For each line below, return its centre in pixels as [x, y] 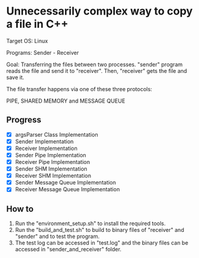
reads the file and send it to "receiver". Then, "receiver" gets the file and [97, 70]
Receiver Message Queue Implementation [67, 189]
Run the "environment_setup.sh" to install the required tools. [90, 223]
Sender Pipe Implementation [51, 155]
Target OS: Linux [27, 41]
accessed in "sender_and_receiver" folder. [68, 250]
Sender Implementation [44, 141]
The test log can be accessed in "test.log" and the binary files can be [102, 243]
